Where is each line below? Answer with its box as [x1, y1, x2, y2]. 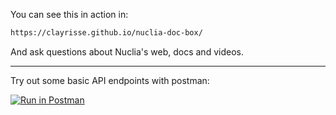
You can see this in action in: [10, 9, 129, 20]
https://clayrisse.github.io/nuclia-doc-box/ [10, 28, 203, 38]
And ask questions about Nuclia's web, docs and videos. [10, 45, 244, 58]
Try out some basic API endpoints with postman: [10, 74, 210, 86]
